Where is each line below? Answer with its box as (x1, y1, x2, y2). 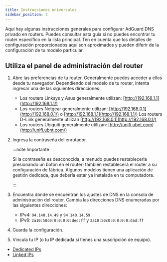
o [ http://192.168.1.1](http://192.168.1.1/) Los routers (60, 111, 163, 117)
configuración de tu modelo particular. (5, 47, 84, 53)
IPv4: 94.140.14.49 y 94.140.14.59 (19, 212, 91, 218)
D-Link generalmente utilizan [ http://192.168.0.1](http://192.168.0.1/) (19, 116, 157, 123)
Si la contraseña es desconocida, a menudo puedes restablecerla (12, 156, 147, 162)
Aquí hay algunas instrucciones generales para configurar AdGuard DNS (5, 26, 155, 32)
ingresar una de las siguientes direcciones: (12, 86, 101, 92)
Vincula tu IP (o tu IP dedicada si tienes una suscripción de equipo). (12, 236, 152, 243)
